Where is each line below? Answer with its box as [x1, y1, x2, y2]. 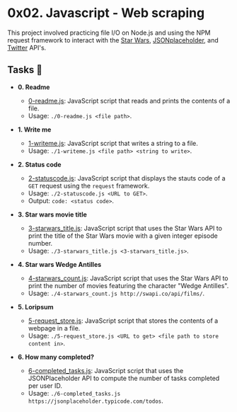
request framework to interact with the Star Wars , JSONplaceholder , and [7, 35, 219, 44]
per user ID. [28, 381, 62, 390]
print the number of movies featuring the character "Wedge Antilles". [28, 281, 229, 290]
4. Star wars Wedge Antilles [17, 260, 102, 268]
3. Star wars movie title [17, 210, 87, 219]
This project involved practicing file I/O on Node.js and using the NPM [7, 28, 211, 37]
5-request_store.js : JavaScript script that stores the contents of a [28, 316, 219, 325]
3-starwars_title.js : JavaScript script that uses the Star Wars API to [28, 224, 223, 232]
